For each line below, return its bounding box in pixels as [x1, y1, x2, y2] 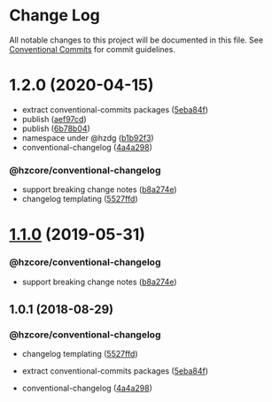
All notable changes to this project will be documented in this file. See [9, 35, 264, 45]
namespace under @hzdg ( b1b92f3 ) [21, 132, 154, 143]
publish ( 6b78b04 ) [21, 123, 90, 134]
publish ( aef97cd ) [21, 113, 87, 124]
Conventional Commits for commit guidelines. [9, 43, 175, 54]
